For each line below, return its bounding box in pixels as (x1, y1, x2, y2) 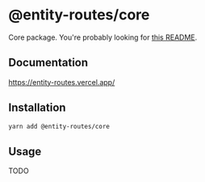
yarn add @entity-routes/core (8, 122, 111, 130)
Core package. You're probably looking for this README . (8, 32, 198, 42)
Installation (8, 101, 66, 115)
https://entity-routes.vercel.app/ (8, 77, 115, 87)
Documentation (8, 56, 89, 70)
